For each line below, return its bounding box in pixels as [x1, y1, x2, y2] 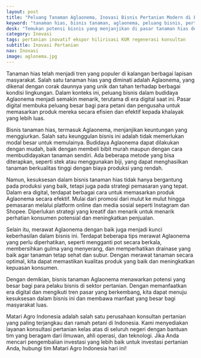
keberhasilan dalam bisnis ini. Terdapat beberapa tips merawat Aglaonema [6, 232, 190, 239]
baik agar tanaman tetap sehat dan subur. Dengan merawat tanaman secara [6, 251, 193, 258]
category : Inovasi [6, 31, 52, 37]
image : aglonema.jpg [6, 53, 58, 59]
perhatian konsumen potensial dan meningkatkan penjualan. [6, 214, 155, 221]
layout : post [6, 8, 39, 15]
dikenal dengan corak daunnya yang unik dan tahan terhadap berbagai [6, 82, 181, 90]
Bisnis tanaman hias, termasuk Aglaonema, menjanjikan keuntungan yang [6, 126, 187, 133]
